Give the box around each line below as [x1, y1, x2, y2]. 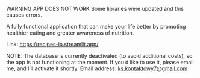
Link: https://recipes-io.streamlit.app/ [6, 41, 99, 48]
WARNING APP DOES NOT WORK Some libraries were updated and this [6, 5, 184, 12]
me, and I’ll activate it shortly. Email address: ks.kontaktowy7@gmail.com [6, 65, 188, 72]
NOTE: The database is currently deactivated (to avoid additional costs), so [6, 52, 193, 59]
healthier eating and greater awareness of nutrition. [6, 29, 134, 36]
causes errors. [6, 11, 42, 18]
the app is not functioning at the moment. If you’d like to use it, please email [6, 59, 194, 65]
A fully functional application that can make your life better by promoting [6, 23, 186, 30]
